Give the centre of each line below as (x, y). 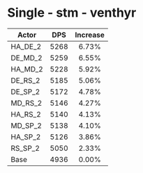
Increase (90, 35)
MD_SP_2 (26, 125)
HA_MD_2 (27, 69)
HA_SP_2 (26, 137)
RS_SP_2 (25, 148)
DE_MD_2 (27, 58)
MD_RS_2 (27, 103)
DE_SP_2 (25, 92)
